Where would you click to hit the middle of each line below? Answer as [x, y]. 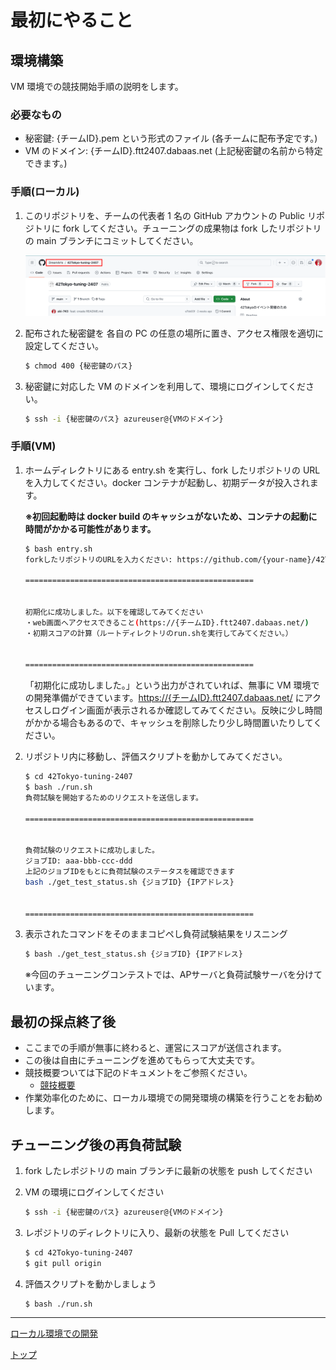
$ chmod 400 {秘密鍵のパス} [78, 366]
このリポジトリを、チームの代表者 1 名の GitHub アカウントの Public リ [170, 215]
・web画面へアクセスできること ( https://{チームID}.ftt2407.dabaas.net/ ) [167, 622]
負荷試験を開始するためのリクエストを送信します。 [113, 797]
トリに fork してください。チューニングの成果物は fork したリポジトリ [177, 228]
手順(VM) [33, 446]
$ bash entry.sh [58, 549]
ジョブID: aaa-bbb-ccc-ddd [78, 861]
